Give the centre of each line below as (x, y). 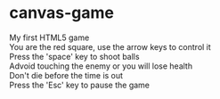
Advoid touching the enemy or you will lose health (101, 66)
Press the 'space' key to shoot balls (74, 56)
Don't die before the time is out (66, 75)
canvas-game (61, 13)
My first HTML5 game (49, 37)
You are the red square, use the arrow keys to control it (110, 46)
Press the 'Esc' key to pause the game (79, 85)
